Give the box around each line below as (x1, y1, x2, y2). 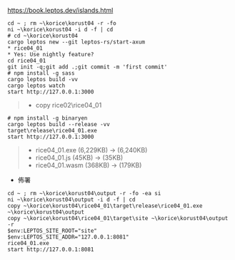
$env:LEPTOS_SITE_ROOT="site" (7, 227, 98, 234)
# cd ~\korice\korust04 (7, 32, 79, 39)
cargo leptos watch (7, 82, 66, 89)
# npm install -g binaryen (7, 115, 88, 122)
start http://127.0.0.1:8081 (7, 246, 94, 253)
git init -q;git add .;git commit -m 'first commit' (7, 63, 168, 71)
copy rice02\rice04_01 (35, 101, 102, 109)
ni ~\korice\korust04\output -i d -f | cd (7, 196, 136, 203)
